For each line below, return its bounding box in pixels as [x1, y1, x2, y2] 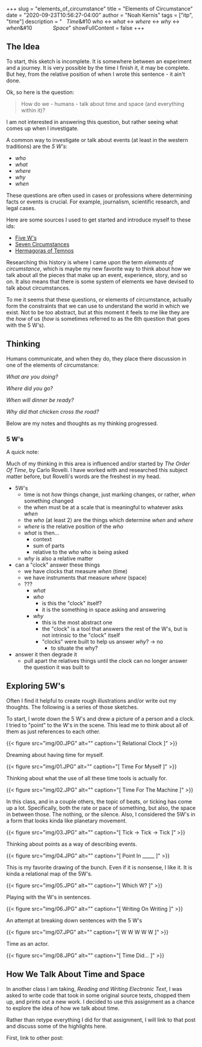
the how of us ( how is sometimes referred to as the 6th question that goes [6, 315, 190, 322]
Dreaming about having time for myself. [6, 751, 104, 758]
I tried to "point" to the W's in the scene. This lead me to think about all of [6, 721, 188, 729]
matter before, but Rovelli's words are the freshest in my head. [6, 473, 161, 480]
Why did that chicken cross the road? [6, 408, 99, 415]
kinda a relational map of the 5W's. [6, 870, 93, 877]
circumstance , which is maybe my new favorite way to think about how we [6, 265, 191, 272]
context [32, 535, 52, 542]
